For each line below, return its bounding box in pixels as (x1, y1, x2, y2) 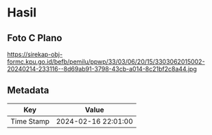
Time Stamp (10, 116, 50, 126)
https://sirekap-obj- (7, 50, 63, 58)
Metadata (7, 84, 49, 97)
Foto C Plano (7, 32, 62, 44)
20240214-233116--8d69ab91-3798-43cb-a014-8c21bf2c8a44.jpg (7, 65, 197, 73)
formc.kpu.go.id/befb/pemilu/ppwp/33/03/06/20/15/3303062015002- (7, 58, 205, 66)
